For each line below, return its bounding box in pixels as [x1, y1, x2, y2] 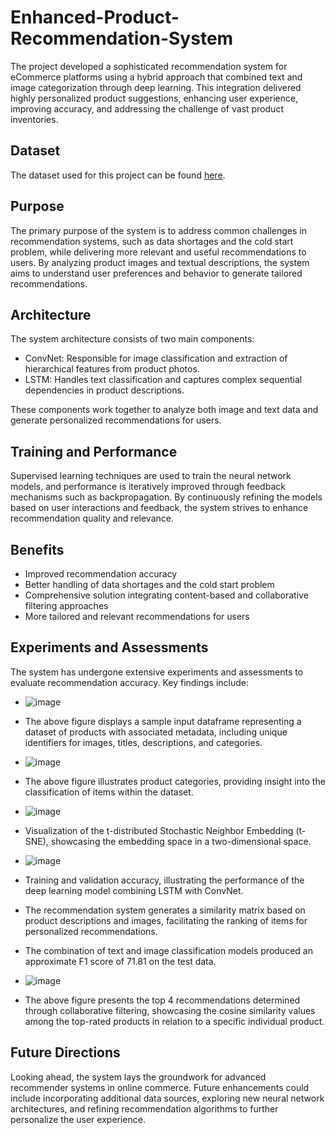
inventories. [10, 113, 59, 125]
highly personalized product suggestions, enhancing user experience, [10, 92, 299, 104]
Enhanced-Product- [10, 6, 180, 29]
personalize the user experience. [10, 1113, 146, 1125]
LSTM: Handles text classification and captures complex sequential [24, 374, 303, 386]
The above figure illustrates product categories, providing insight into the [24, 775, 326, 787]
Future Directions [10, 1044, 121, 1061]
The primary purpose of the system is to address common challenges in [10, 224, 307, 236]
